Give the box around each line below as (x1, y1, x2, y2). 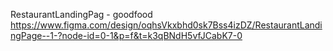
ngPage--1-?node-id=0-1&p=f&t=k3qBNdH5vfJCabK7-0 (10, 30, 243, 41)
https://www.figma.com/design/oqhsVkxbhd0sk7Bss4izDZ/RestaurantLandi (10, 19, 323, 31)
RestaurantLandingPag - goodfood (10, 9, 153, 20)
